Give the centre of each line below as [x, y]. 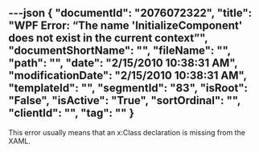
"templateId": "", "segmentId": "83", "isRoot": [128, 88]
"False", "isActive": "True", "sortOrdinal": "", [125, 100]
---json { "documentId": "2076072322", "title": [130, 13]
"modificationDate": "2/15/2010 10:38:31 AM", [127, 76]
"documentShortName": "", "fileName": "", [119, 51]
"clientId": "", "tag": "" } [71, 113]
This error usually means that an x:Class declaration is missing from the [127, 132]
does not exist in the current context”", [108, 38]
